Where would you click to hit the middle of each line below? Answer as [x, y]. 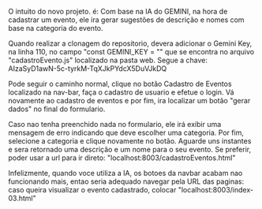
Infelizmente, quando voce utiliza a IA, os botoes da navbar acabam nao [125, 173]
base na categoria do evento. [56, 28]
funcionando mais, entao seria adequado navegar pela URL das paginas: [126, 181]
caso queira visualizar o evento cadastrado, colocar [92, 190]
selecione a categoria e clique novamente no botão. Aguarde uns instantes [130, 141]
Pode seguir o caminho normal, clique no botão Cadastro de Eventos [120, 84]
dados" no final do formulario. [57, 109]
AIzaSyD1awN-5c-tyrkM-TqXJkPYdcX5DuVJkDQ [88, 69]
